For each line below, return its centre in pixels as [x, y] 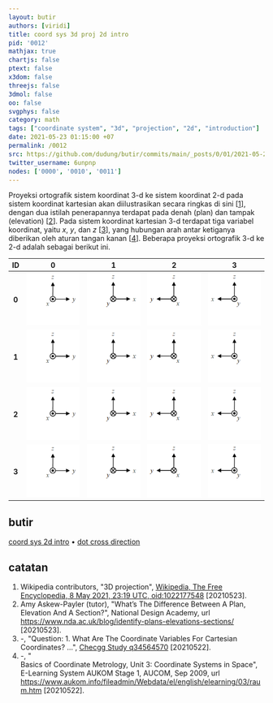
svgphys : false [34, 111]
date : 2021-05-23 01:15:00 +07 [61, 137]
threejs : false [34, 85]
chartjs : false [34, 60]
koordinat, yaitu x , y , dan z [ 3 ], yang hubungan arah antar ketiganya [122, 230]
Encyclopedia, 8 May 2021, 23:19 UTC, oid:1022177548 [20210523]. [133, 595]
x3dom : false [30, 77]
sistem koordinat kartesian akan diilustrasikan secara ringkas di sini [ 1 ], [127, 204]
